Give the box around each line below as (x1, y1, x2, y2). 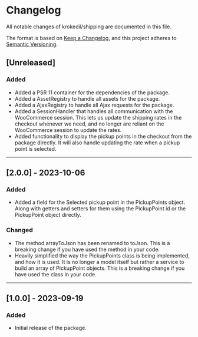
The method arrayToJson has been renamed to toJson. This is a (14, 239, 170, 246)
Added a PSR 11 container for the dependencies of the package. (14, 89, 170, 96)
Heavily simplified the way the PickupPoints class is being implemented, (14, 252, 190, 259)
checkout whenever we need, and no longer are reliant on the (14, 120, 164, 127)
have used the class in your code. (14, 270, 97, 277)
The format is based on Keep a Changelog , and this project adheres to (6, 34, 177, 41)
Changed (6, 226, 34, 234)
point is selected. (14, 145, 57, 152)
